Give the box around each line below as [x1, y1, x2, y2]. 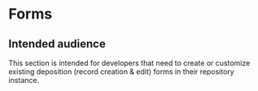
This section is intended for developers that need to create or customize [8, 58, 251, 68]
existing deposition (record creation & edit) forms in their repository [8, 67, 234, 77]
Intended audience [8, 37, 106, 51]
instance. [8, 76, 40, 85]
